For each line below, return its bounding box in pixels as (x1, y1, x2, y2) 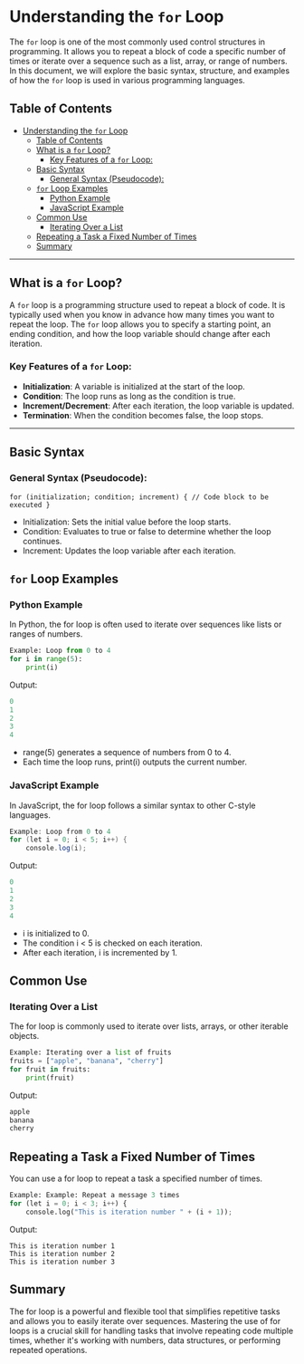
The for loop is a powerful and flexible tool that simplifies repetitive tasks (9, 1306, 280, 1317)
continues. (22, 535, 62, 546)
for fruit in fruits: (9, 1064, 91, 1074)
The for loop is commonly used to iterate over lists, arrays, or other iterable (9, 1021, 289, 1032)
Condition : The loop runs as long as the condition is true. (22, 390, 236, 401)
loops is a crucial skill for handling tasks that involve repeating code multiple (9, 1325, 294, 1336)
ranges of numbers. (9, 629, 83, 639)
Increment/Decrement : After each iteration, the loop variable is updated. (22, 400, 295, 411)
